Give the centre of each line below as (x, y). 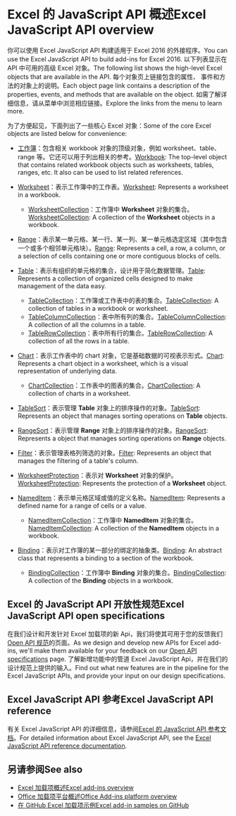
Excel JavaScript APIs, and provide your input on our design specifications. (116, 675)
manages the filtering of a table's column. (78, 460)
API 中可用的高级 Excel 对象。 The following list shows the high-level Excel (115, 68)
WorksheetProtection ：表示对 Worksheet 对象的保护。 (97, 475)
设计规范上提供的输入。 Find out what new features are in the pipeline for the (118, 667)
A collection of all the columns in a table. (87, 324)
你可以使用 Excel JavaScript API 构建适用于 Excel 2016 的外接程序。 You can (117, 50)
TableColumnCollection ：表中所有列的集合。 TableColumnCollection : (127, 316)
